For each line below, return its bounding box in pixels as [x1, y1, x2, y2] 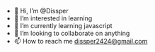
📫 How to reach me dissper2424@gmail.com [13, 37, 148, 45]
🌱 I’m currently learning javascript [13, 22, 113, 30]
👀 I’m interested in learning [13, 14, 93, 22]
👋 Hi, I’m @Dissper [13, 7, 69, 15]
